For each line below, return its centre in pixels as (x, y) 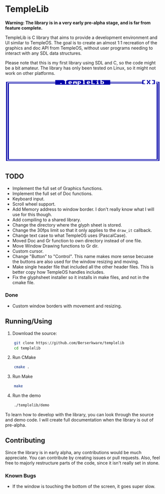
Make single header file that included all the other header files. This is (83, 266)
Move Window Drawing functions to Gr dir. (55, 246)
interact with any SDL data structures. (44, 53)
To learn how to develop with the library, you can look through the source (80, 415)
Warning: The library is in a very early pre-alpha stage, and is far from (78, 23)
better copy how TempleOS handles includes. (58, 272)
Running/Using (29, 321)
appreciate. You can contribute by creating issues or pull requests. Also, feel (82, 458)
